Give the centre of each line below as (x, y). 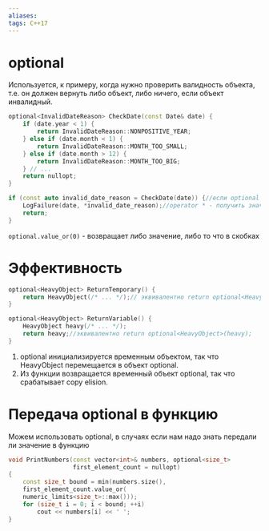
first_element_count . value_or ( (75, 489)
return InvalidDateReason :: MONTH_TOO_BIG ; (109, 161)
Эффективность (65, 268)
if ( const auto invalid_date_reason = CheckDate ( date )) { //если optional (134, 198)
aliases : (23, 16)
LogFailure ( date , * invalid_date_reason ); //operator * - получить (134, 206)
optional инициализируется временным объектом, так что (119, 356)
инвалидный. (31, 102)
